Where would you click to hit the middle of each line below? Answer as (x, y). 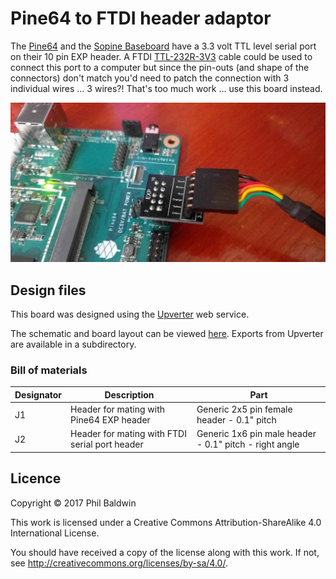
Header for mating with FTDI (128, 434)
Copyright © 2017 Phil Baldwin (73, 503)
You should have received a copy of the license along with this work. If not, (165, 552)
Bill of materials (49, 370)
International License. (55, 533)
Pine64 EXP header (110, 420)
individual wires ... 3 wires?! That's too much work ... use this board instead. (166, 88)
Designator (38, 394)
